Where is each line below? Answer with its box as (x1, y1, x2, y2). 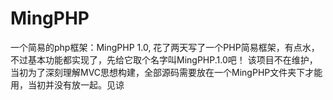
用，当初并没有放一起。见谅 (10, 78, 125, 91)
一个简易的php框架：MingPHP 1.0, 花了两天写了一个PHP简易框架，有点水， (10, 41, 320, 53)
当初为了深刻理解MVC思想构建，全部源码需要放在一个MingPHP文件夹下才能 (10, 66, 323, 78)
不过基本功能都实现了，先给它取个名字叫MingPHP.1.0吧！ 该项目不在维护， (10, 53, 318, 66)
